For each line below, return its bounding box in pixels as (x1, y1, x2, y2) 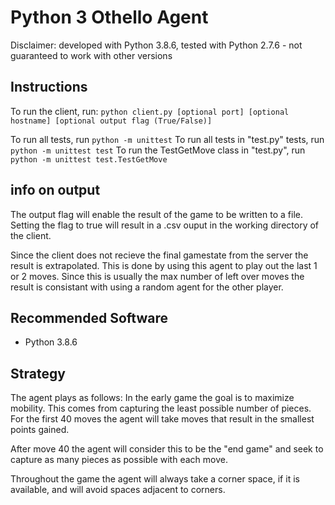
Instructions (10, 79, 88, 96)
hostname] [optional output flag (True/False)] (10, 116, 213, 126)
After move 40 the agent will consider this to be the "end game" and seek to (10, 443, 324, 455)
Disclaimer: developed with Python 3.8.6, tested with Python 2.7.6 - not (10, 39, 303, 51)
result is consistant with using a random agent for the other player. (10, 281, 284, 293)
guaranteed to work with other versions (10, 49, 173, 61)
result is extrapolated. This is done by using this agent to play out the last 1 (10, 259, 318, 271)
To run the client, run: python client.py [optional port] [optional (10, 105, 290, 117)
